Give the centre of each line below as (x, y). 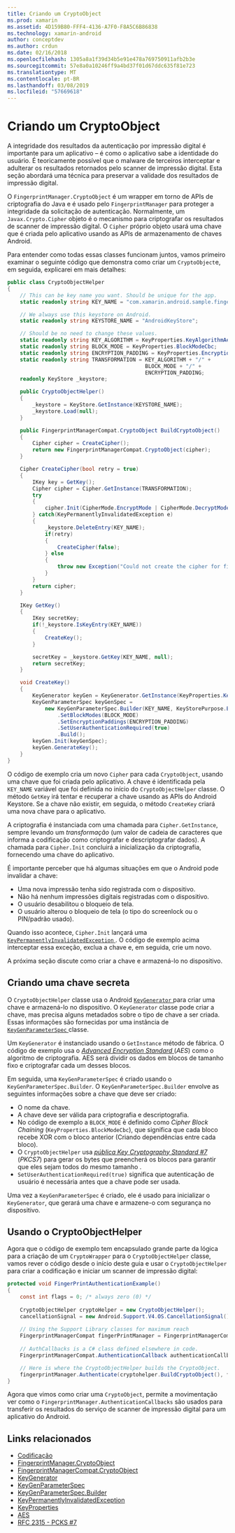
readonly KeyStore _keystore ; (64, 379)
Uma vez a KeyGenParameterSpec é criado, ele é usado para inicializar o (109, 1195)
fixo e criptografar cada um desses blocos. (69, 1065)
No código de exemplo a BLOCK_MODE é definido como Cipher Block (113, 1122)
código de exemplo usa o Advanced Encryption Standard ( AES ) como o (111, 1050)
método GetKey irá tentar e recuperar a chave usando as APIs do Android (112, 796)
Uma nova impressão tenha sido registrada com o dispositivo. (106, 889)
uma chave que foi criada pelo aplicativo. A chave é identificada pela (106, 782)
